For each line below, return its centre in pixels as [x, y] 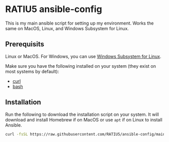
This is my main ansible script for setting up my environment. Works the [79, 23]
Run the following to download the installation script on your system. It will [82, 114]
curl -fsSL [17, 134]
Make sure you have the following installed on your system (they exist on [80, 66]
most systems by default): [32, 71]
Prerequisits [25, 44]
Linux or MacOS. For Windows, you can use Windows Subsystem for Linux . [83, 56]
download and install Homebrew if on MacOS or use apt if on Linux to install [84, 119]
